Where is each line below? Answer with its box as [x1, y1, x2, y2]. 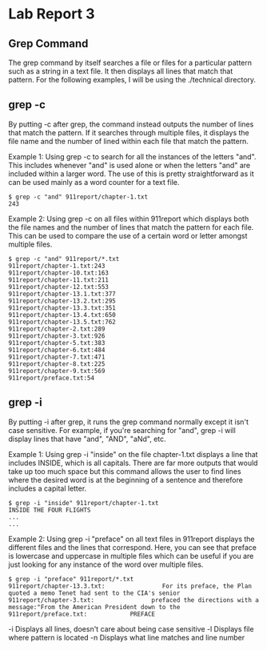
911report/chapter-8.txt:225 [8, 359, 106, 368]
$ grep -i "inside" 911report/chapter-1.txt [8, 499, 159, 507]
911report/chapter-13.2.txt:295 [8, 297, 116, 305]
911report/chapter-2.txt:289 [8, 325, 106, 333]
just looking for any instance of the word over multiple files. [8, 560, 204, 569]
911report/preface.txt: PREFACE [8, 610, 156, 618]
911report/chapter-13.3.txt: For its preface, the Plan [8, 582, 252, 590]
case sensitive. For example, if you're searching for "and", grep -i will [8, 425, 236, 435]
